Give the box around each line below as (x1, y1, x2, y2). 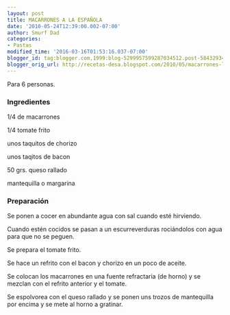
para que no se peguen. (7, 233, 75, 241)
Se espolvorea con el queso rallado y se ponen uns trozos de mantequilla (7, 293, 214, 301)
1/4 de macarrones (7, 113, 60, 121)
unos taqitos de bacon (7, 152, 71, 161)
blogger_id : (7, 55, 41, 62)
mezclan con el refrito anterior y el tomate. (7, 279, 127, 288)
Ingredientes (7, 97, 51, 106)
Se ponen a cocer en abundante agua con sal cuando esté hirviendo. (7, 212, 202, 220)
